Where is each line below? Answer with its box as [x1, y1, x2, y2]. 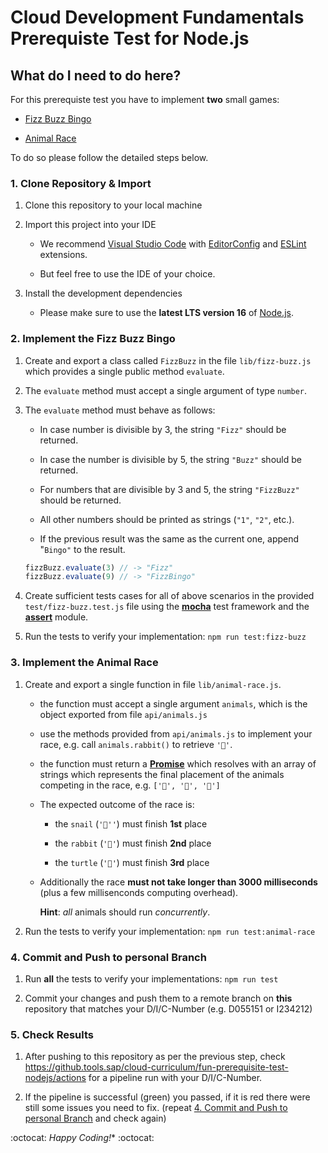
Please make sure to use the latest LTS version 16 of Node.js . [39, 307, 294, 319]
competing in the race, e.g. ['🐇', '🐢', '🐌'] [39, 779, 221, 791]
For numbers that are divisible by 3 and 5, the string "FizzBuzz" [39, 483, 300, 495]
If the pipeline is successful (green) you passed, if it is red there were [24, 1091, 311, 1103]
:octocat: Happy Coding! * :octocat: [10, 1132, 155, 1144]
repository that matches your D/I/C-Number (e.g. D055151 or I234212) [24, 1002, 313, 1015]
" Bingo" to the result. [39, 543, 126, 555]
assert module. [24, 611, 89, 623]
